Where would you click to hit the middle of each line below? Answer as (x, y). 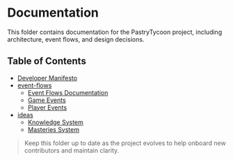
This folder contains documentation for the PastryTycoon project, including (115, 32)
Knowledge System (55, 122)
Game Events (47, 100)
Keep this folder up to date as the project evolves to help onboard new (125, 143)
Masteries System (54, 129)
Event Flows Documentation (68, 92)
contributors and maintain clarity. (72, 150)
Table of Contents (47, 61)
